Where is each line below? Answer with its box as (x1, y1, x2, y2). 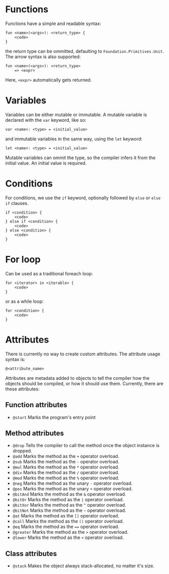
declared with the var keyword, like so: (5, 117, 87, 123)
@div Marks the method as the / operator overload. (12, 469, 120, 476)
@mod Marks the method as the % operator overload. (12, 475, 120, 481)
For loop (5, 254, 41, 265)
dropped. (12, 448, 32, 454)
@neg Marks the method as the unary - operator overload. (12, 480, 133, 486)
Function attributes (5, 401, 68, 409)
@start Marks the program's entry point (12, 414, 96, 420)
